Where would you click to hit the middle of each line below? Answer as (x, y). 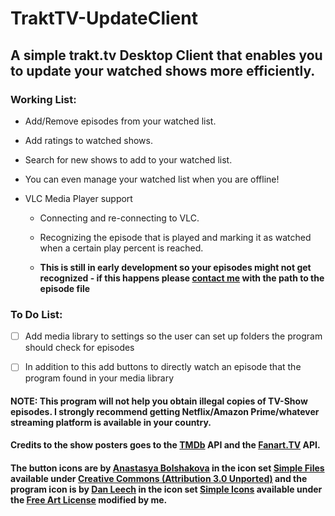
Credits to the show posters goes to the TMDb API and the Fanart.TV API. (165, 445)
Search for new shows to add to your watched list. (128, 159)
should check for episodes (79, 348)
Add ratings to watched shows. (88, 140)
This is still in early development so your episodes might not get (175, 267)
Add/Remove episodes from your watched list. (120, 121)
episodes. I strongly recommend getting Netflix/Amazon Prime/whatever (165, 411)
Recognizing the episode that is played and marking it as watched (175, 237)
